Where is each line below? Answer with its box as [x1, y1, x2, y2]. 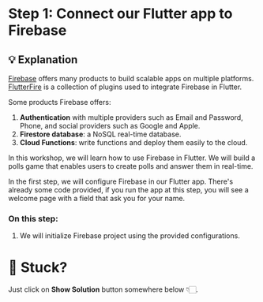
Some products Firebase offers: [8, 98, 111, 106]
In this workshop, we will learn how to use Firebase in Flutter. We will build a [8, 153, 256, 162]
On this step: [8, 213, 58, 224]
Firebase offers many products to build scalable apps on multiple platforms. [8, 74, 254, 83]
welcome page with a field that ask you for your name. [8, 194, 186, 203]
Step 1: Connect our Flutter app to [8, 5, 233, 23]
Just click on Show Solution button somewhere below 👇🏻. [8, 285, 199, 294]
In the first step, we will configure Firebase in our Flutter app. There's [8, 177, 234, 186]
